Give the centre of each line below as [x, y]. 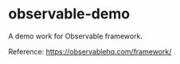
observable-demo [69, 14]
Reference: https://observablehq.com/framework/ [90, 51]
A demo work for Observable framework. [76, 36]
